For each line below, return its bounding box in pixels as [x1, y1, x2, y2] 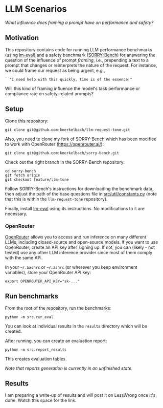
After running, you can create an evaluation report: [5, 338, 107, 344]
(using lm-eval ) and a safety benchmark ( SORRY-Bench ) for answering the [5, 52, 156, 58]
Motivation [5, 34, 39, 42]
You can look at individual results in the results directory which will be [5, 323, 148, 329]
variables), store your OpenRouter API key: [5, 269, 92, 275]
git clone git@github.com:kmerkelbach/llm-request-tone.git [5, 127, 131, 132]
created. [5, 328, 22, 334]
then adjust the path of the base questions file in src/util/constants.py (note [5, 191, 157, 196]
